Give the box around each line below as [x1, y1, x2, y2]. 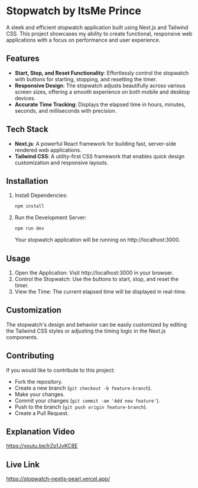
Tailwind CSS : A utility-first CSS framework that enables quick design [14, 152, 185, 160]
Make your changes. [14, 390, 65, 398]
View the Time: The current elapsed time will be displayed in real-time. [14, 288, 187, 295]
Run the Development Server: [14, 214, 87, 221]
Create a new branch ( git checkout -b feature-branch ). [14, 384, 152, 391]
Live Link [6, 460, 40, 470]
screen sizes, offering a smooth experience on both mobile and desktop [14, 88, 190, 95]
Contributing [6, 351, 54, 361]
